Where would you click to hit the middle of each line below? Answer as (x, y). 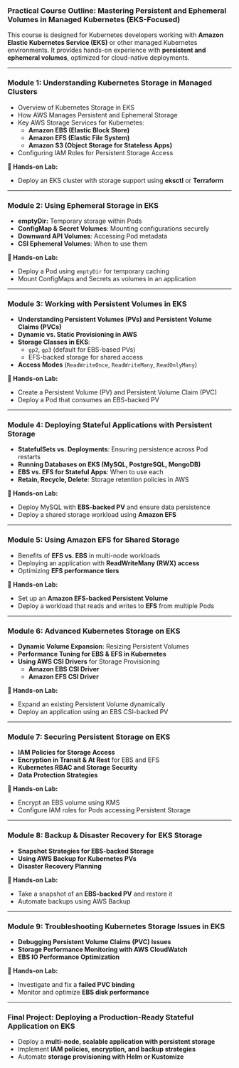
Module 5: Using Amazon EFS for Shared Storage (94, 540)
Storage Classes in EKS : (54, 342)
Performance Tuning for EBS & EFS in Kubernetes (92, 654)
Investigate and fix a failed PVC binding (76, 984)
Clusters (22, 92)
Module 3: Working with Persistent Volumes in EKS (97, 303)
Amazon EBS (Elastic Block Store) (79, 130)
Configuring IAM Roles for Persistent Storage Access (95, 152)
